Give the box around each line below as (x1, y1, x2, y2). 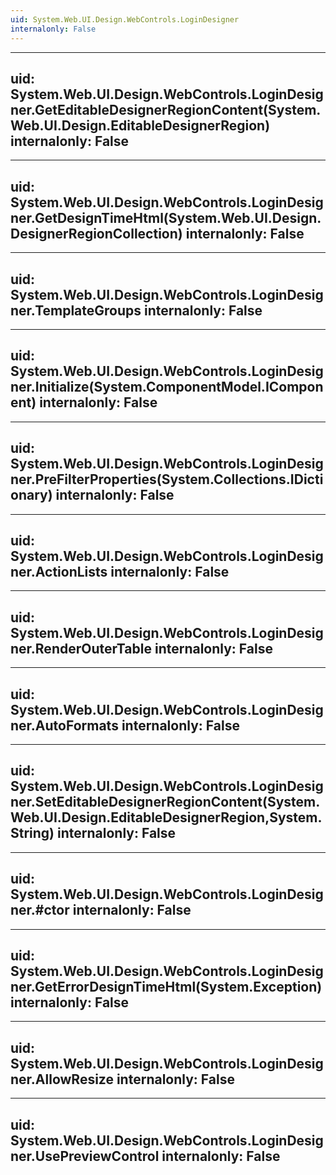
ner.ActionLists (10, 563, 108, 580)
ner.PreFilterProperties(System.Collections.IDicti (10, 471, 324, 488)
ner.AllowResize (10, 1071, 114, 1088)
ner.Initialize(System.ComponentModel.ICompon (10, 379, 324, 396)
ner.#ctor (10, 902, 70, 919)
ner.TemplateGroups (10, 302, 142, 319)
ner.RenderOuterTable (10, 640, 152, 657)
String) (10, 825, 55, 842)
